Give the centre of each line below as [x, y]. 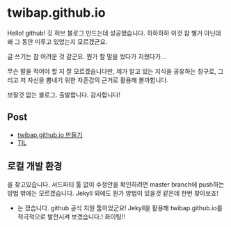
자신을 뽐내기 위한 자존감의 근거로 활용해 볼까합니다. [98, 80]
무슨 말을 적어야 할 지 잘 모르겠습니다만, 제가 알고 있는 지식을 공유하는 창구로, [112, 71]
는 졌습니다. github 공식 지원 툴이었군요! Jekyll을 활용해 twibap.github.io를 [120, 208]
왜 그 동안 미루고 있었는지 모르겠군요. [57, 41]
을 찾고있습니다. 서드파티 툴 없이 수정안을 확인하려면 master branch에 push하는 [116, 184]
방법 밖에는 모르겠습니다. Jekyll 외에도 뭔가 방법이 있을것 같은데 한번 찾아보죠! [113, 193]
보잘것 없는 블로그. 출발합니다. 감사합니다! [64, 95]
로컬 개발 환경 [35, 166]
